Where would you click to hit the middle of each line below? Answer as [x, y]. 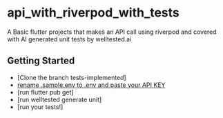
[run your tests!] [40, 107]
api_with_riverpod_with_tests [93, 13]
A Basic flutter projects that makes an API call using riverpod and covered [112, 32]
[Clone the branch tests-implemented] [71, 77]
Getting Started [41, 61]
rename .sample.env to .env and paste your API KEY [91, 85]
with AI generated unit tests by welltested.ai [69, 39]
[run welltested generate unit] [59, 99]
